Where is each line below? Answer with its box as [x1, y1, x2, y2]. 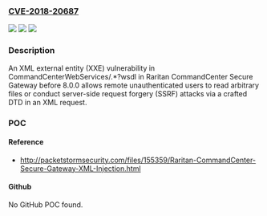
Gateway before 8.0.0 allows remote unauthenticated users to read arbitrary [8, 80, 259, 90]
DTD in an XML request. [8, 97, 87, 107]
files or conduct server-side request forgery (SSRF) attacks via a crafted [8, 88, 248, 98]
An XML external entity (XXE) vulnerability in [8, 63, 156, 73]
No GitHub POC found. [8, 199, 83, 210]
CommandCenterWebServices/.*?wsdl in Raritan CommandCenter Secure [8, 71, 253, 81]
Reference [8, 137, 44, 147]
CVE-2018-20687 [8, 6, 79, 17]
